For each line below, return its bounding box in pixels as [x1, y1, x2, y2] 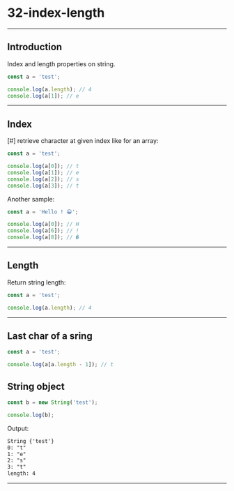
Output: [7, 424, 29, 432]
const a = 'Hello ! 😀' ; [7, 208, 79, 216]
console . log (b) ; [7, 411, 54, 418]
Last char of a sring [7, 330, 93, 342]
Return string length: [7, 278, 66, 287]
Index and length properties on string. [7, 59, 116, 68]
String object [7, 380, 65, 392]
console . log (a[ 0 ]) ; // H [7, 221, 79, 228]
